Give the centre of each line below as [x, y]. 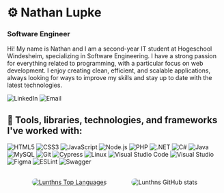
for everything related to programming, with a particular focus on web [105, 64]
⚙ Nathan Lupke [54, 13]
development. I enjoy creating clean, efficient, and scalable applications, [109, 70]
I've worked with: [45, 130]
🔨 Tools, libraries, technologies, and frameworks [112, 120]
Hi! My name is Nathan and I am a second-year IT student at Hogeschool [110, 49]
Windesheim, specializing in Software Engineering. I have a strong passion [112, 56]
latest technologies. [35, 85]
